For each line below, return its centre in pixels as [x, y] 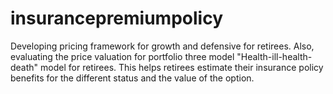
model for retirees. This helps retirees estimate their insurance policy [182, 67]
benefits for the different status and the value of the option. [132, 78]
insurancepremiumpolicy [116, 18]
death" [24, 67]
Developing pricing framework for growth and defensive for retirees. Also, [162, 46]
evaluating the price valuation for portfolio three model [122, 56]
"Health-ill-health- [274, 56]
